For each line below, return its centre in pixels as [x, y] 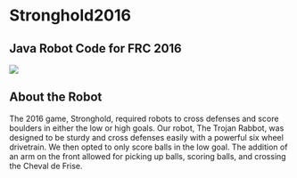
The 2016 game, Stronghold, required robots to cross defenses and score [144, 118]
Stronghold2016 [70, 16]
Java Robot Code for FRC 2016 [96, 49]
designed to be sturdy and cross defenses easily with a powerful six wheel [146, 137]
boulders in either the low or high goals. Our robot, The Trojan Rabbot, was [147, 128]
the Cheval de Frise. [46, 166]
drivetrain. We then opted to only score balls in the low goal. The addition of [148, 147]
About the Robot [56, 97]
